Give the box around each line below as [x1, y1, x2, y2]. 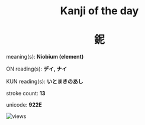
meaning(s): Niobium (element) [6, 53, 84, 60]
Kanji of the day [60, 4, 139, 18]
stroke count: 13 [6, 90, 46, 97]
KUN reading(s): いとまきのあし [6, 78, 83, 85]
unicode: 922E [6, 101, 43, 108]
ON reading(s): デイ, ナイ [6, 65, 67, 72]
